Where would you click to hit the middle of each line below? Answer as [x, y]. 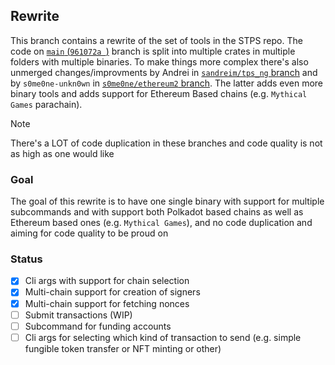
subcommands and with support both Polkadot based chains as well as [157, 212]
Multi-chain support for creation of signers [112, 292]
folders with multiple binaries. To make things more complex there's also [159, 61]
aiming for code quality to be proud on [89, 233]
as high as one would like [62, 153]
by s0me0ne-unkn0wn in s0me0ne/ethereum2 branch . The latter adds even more [167, 83]
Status [26, 259]
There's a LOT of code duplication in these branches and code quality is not [166, 143]
